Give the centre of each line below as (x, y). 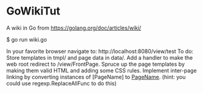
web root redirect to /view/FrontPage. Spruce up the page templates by (96, 64)
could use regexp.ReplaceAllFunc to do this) (61, 83)
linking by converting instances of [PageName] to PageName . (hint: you (96, 77)
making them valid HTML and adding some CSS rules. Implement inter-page (101, 70)
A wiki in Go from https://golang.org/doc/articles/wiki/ (74, 28)
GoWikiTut (33, 11)
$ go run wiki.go (27, 39)
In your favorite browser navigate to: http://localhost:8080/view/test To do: (100, 51)
